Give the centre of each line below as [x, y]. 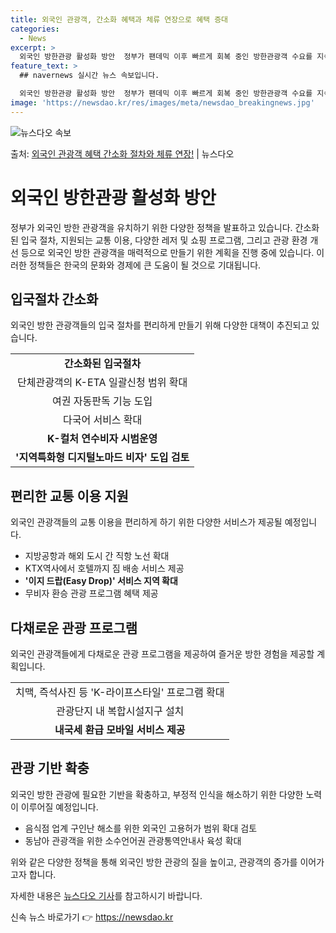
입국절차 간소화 [54, 299]
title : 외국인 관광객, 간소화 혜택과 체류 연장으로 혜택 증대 [119, 19]
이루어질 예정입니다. [59, 807]
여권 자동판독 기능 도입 [102, 401]
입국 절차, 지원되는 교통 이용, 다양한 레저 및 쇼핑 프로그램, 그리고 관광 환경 [164, 240]
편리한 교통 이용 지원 [69, 496]
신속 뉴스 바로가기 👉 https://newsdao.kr [92, 917]
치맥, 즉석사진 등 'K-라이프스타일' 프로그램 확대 [120, 692]
